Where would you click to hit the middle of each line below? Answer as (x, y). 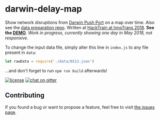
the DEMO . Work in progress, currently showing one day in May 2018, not (79, 33)
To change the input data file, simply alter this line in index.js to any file (77, 47)
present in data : (21, 52)
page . (11, 112)
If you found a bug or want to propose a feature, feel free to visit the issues (80, 107)
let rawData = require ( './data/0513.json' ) (50, 61)
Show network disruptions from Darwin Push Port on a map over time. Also (80, 22)
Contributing (25, 95)
